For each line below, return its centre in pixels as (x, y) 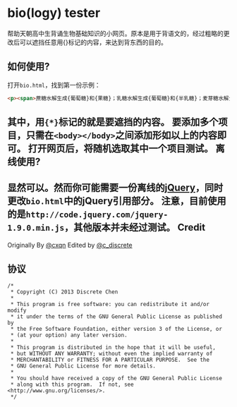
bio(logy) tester (54, 13)
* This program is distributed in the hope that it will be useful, (113, 347)
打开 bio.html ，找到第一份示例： (54, 85)
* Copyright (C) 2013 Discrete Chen (64, 292)
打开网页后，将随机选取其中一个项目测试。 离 (126, 148)
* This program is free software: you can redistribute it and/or (110, 304)
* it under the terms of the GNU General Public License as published (116, 316)
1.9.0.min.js (36, 228)
